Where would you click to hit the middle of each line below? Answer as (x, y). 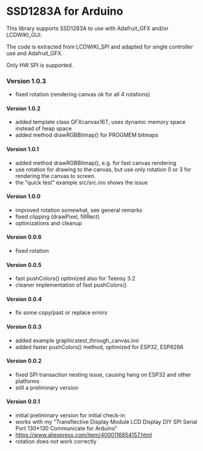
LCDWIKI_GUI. (24, 34)
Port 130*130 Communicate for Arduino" (66, 428)
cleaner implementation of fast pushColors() (71, 285)
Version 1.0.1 (23, 149)
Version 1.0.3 (26, 81)
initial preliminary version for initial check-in (70, 415)
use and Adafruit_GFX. (35, 53)
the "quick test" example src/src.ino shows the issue (81, 182)
